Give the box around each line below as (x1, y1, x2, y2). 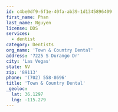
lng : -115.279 (11, 97, 46, 103)
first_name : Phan (6, 14, 49, 20)
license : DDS (6, 25, 38, 31)
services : (6, 31, 31, 37)
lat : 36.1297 (11, 91, 44, 97)
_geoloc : (6, 86, 28, 92)
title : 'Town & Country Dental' (6, 81, 86, 87)
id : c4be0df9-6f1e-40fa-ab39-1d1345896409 (6, 8, 112, 15)
